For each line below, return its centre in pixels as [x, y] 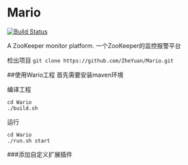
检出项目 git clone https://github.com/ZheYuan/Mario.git [91, 60]
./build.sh [23, 108]
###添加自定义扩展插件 [40, 154]
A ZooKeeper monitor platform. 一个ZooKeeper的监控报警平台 [94, 45]
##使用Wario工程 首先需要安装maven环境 [65, 75]
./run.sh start [29, 141]
